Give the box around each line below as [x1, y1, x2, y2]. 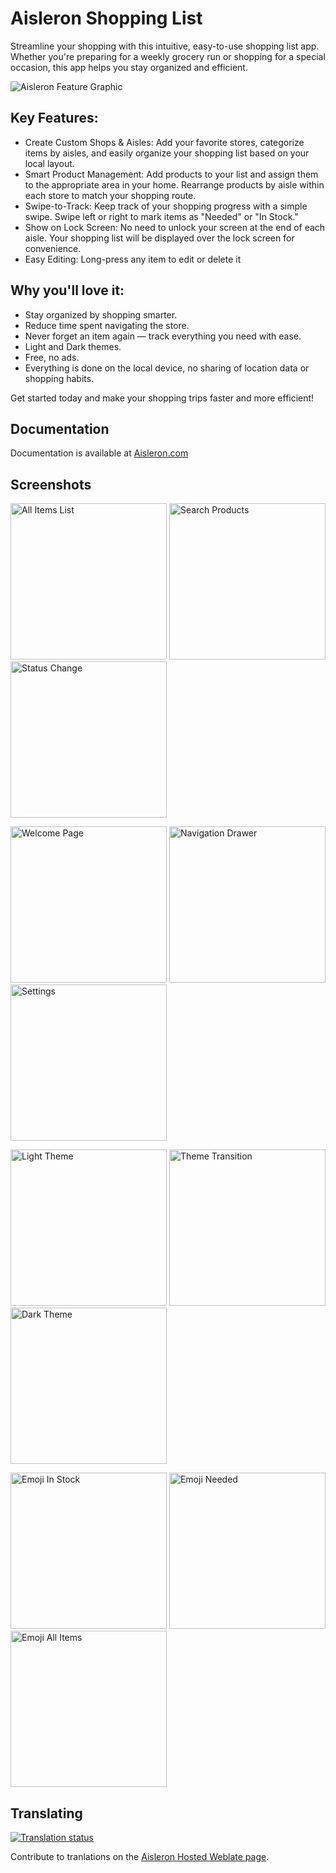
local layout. [24, 157, 75, 169]
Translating [10, 1805, 83, 1822]
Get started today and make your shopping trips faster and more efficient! [10, 392, 315, 404]
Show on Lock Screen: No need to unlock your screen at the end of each [24, 221, 326, 233]
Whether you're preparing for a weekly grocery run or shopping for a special [10, 50, 326, 62]
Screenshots [10, 476, 92, 493]
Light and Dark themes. [24, 340, 122, 352]
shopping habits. [24, 372, 95, 384]
